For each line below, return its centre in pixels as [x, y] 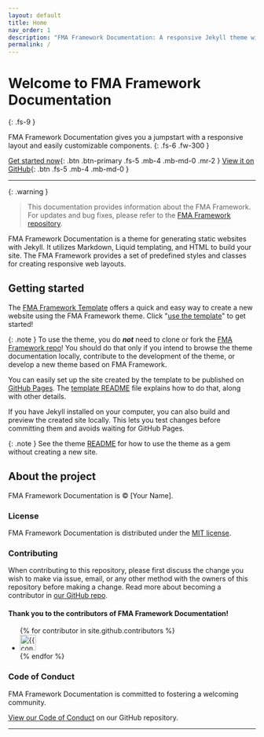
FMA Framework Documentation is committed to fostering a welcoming [123, 694]
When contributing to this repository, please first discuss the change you [126, 570]
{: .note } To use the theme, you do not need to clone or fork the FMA [121, 339]
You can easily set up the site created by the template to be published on [126, 379]
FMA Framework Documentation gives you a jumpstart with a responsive [126, 137]
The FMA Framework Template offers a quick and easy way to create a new [130, 307]
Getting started [46, 289]
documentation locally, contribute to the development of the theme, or [122, 356]
